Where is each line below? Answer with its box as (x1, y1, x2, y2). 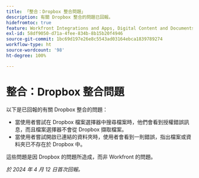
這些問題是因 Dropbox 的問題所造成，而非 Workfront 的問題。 (6, 153, 156, 160)
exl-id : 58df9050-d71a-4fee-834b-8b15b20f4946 (6, 31, 123, 37)
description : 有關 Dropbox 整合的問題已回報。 (6, 14, 114, 20)
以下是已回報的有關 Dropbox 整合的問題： (6, 106, 108, 113)
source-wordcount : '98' (6, 47, 65, 53)
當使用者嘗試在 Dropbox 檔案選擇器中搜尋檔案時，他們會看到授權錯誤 (14, 118, 185, 125)
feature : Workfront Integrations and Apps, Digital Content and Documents (6, 25, 195, 31)
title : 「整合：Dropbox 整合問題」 (6, 8, 86, 15)
